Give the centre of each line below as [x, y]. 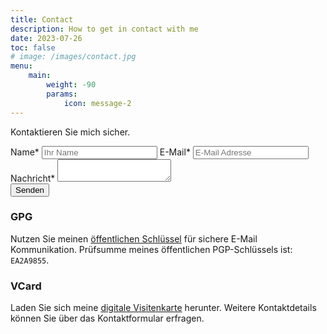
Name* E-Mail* [100, 152]
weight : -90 [71, 85]
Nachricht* [33, 178]
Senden [30, 189]
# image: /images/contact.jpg [73, 57]
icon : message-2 [97, 103]
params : [62, 94]
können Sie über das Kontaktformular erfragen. [107, 318]
